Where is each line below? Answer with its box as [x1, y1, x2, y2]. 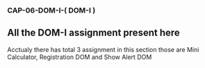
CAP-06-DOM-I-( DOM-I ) [7, 6, 96, 15]
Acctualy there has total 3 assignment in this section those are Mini [7, 45, 199, 53]
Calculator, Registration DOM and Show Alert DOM [7, 53, 152, 61]
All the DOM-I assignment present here [7, 27, 181, 39]
